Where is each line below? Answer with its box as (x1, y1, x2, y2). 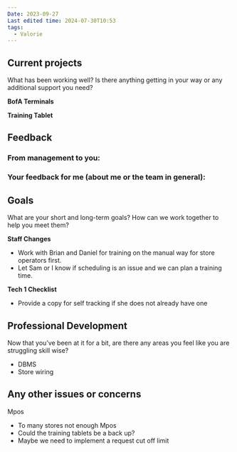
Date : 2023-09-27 (7, 10, 59, 18)
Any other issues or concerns (7, 388, 142, 401)
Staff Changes (7, 235, 51, 243)
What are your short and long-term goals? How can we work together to (7, 214, 219, 222)
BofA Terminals (7, 97, 55, 106)
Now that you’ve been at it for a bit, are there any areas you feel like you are (7, 338, 230, 347)
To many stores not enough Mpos (17, 421, 117, 429)
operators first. (17, 256, 62, 265)
